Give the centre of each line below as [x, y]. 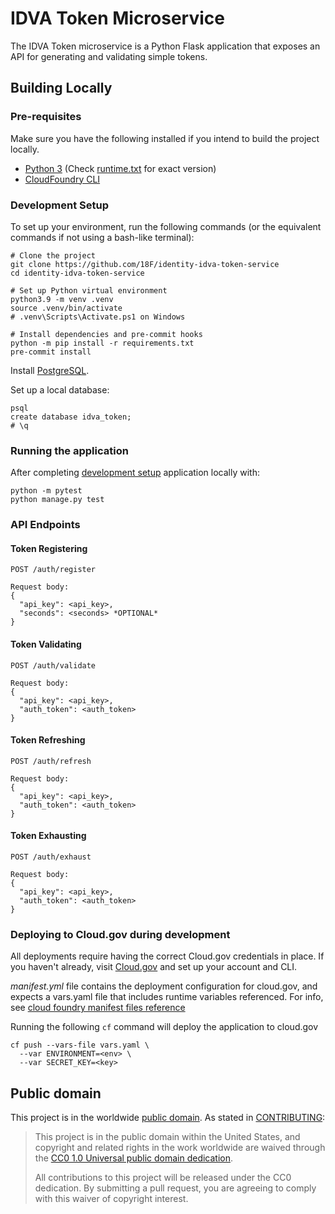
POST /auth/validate [53, 665]
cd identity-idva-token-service [77, 273]
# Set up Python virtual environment [89, 290]
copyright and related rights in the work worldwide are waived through [180, 1148]
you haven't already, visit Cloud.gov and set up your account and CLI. [154, 967]
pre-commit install [51, 352]
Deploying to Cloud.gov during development [120, 934]
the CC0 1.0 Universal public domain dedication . [134, 1158]
